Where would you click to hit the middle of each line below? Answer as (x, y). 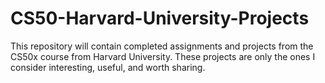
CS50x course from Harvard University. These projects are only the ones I (163, 56)
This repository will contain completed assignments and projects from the (162, 46)
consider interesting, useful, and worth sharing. (108, 67)
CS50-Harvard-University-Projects (160, 18)
